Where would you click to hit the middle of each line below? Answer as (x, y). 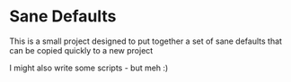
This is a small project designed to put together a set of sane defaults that (146, 41)
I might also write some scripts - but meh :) (89, 68)
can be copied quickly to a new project (81, 50)
